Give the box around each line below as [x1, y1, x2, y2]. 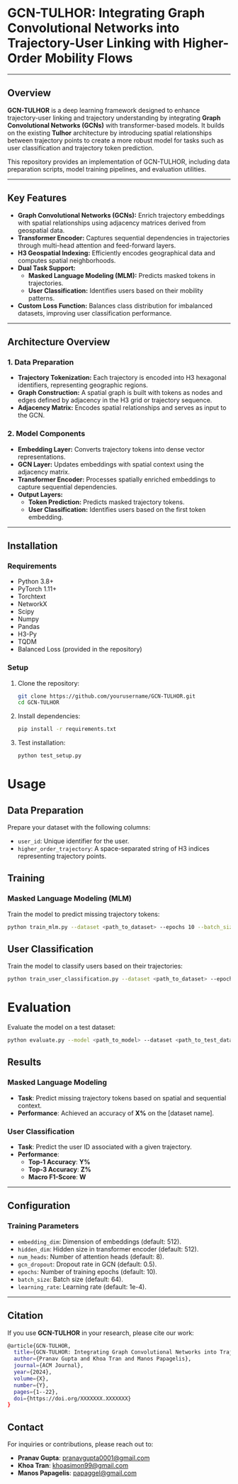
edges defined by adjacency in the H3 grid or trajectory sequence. [17, 396, 212, 405]
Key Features [7, 192, 67, 204]
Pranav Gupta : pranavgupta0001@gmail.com [17, 1454, 150, 1462]
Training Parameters [7, 1221, 79, 1231]
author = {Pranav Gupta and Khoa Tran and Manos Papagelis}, [13, 1356, 192, 1363]
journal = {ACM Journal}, [13, 1362, 84, 1369]
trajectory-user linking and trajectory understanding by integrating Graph [7, 113, 221, 122]
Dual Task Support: [17, 264, 76, 272]
